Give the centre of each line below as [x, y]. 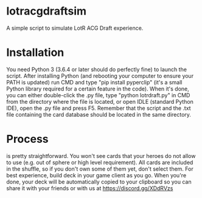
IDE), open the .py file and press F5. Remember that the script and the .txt [99, 108]
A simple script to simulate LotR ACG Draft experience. [75, 28]
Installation [35, 53]
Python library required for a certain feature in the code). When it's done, [98, 89]
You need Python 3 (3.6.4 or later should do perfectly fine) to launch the [97, 69]
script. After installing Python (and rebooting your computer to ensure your [100, 76]
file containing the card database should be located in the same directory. [99, 114]
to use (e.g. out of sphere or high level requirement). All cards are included [100, 162]
